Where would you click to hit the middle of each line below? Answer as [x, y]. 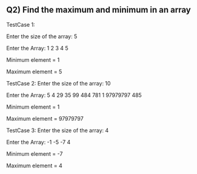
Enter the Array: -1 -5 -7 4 [38, 142]
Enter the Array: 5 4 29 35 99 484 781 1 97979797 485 [74, 95]
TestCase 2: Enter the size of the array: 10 [58, 83]
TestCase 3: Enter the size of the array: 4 [58, 130]
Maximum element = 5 [34, 72]
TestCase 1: [21, 24]
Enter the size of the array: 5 [42, 36]
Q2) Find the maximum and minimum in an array [98, 10]
